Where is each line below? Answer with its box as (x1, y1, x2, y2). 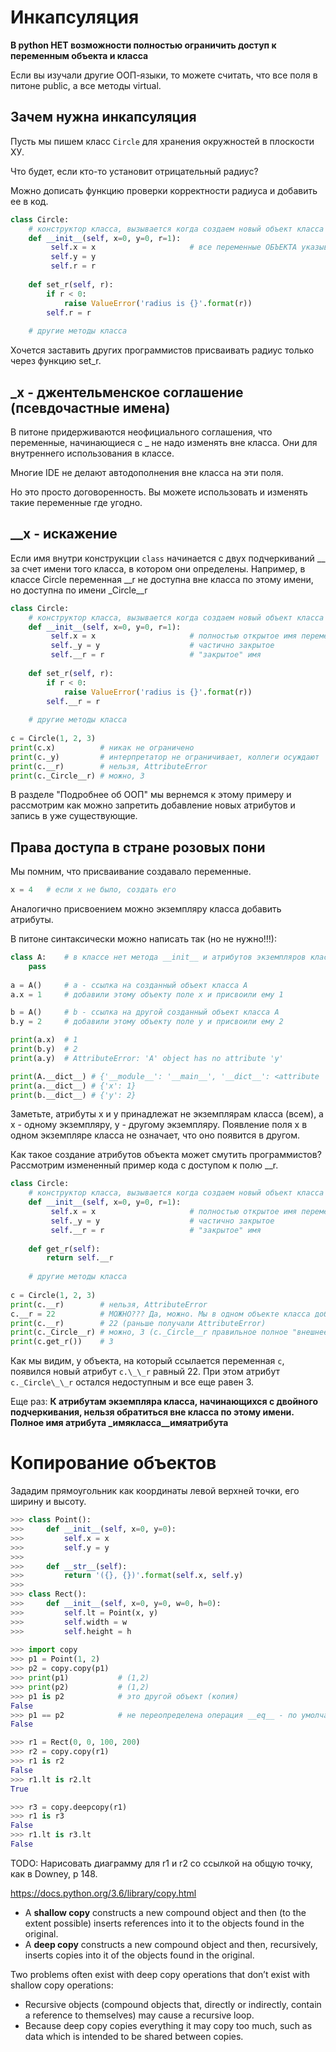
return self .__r (46, 1253, 114, 1263)
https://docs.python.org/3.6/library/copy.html (10, 1887, 197, 1899)
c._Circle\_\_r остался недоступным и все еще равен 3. (10, 1376, 255, 1388)
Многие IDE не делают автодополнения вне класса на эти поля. (10, 466, 284, 478)
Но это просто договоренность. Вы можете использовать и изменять (10, 486, 308, 498)
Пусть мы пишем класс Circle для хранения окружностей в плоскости (10, 135, 315, 147)
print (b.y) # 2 (10, 1044, 78, 1055)
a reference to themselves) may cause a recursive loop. (24, 2009, 255, 2021)
